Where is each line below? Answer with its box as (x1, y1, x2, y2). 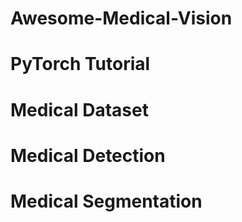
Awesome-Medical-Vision (10, 7, 233, 30)
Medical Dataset (10, 98, 149, 121)
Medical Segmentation (10, 190, 203, 212)
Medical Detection (10, 144, 166, 167)
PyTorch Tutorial (10, 53, 151, 76)
